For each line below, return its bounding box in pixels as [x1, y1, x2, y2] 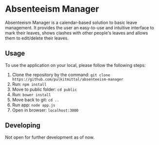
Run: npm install [12, 81, 47, 87]
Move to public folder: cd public [12, 86, 77, 92]
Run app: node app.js [12, 102, 56, 108]
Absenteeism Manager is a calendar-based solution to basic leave [5, 20, 138, 25]
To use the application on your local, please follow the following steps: [5, 62, 146, 68]
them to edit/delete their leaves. [5, 35, 69, 41]
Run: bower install [12, 91, 51, 97]
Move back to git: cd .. [12, 97, 59, 103]
